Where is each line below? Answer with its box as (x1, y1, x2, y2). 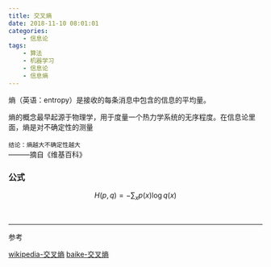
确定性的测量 (50, 122, 94, 131)
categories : (8, 27, 48, 35)
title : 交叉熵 (8, 11, 52, 20)
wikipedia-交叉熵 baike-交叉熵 (8, 249, 109, 259)
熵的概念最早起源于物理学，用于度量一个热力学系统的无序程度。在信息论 (8, 112, 248, 122)
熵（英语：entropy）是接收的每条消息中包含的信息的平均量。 (8, 94, 211, 105)
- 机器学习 (23, 57, 55, 65)
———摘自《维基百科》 (8, 149, 86, 159)
